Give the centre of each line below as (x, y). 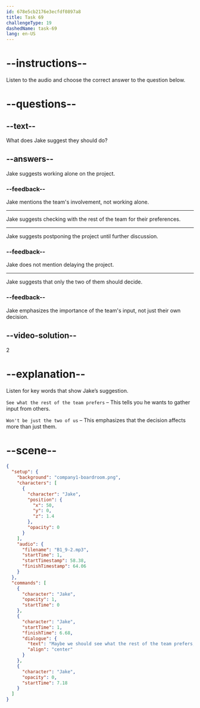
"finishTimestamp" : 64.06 (54, 567)
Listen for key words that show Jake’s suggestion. (67, 390)
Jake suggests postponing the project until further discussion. (82, 236)
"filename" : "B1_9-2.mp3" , (55, 550)
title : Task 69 (25, 17)
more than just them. (32, 426)
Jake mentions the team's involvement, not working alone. (78, 202)
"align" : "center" (50, 649)
